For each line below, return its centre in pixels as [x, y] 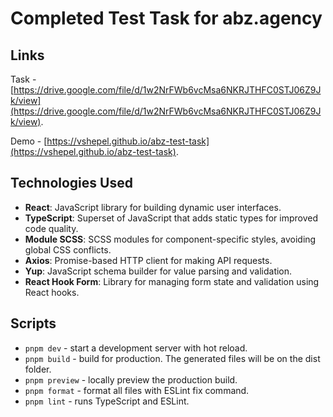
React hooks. [52, 292]
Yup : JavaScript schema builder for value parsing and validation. [158, 271]
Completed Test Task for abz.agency [166, 18]
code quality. [51, 228]
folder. [38, 369]
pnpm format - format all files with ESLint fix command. [137, 390]
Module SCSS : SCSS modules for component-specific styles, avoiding [170, 239]
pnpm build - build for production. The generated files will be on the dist [172, 358]
